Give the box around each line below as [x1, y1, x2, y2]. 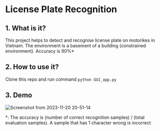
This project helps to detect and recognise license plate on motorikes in [5, 37, 155, 43]
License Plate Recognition [5, 4, 117, 15]
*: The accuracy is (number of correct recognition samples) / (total [5, 114, 145, 120]
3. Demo [5, 91, 33, 100]
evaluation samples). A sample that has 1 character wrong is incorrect [5, 119, 151, 125]
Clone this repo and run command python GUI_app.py [5, 76, 117, 82]
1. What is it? [5, 24, 46, 32]
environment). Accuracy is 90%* [5, 48, 75, 54]
